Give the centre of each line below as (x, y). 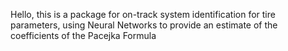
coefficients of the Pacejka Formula (83, 35)
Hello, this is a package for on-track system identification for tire (143, 14)
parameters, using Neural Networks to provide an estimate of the (144, 25)
